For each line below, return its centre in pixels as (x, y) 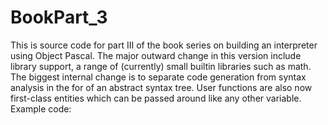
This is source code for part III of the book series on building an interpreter (164, 45)
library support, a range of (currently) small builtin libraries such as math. (161, 66)
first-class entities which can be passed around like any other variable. (156, 98)
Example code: (41, 108)
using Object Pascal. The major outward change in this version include (156, 55)
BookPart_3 (59, 17)
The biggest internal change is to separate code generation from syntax (158, 77)
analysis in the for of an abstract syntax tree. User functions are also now (161, 87)
